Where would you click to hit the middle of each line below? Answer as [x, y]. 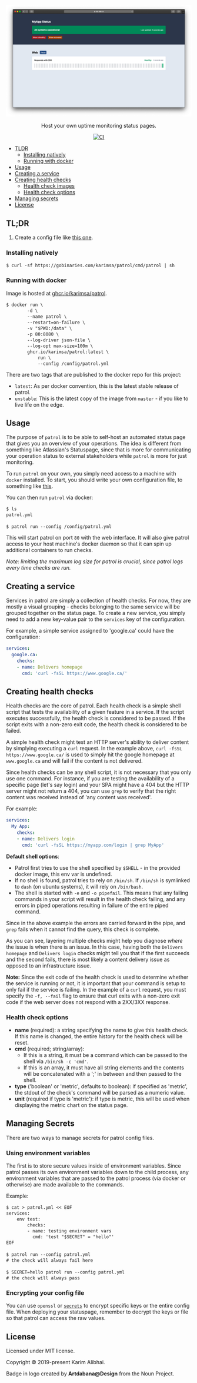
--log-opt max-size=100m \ [60, 346]
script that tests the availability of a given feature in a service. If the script [95, 712]
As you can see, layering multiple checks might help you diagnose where [95, 940]
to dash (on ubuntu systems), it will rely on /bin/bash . [79, 886]
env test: [29, 1219]
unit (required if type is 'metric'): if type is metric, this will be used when [102, 1099]
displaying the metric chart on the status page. [71, 1105]
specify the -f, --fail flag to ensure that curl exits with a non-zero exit [93, 996]
